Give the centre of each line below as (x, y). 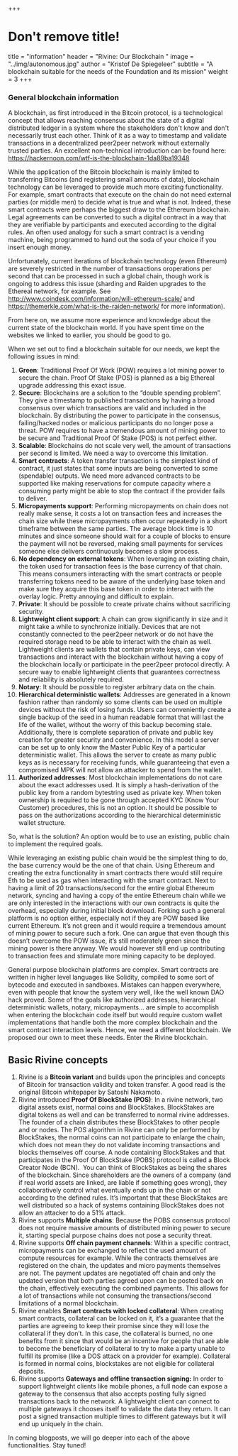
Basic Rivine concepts (58, 1060)
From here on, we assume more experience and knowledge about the (109, 320)
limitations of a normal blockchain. (68, 1303)
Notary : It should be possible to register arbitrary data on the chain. (117, 687)
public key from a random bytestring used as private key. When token (120, 793)
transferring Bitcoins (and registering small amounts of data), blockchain (114, 180)
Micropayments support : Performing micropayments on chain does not (123, 506)
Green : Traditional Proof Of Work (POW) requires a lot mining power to (121, 371)
